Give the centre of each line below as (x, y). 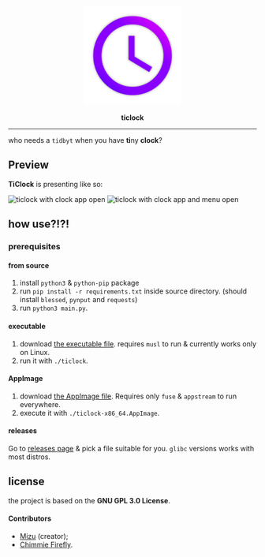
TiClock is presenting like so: (56, 184)
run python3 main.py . (54, 308)
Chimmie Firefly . (46, 544)
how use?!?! (39, 224)
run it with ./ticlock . (54, 361)
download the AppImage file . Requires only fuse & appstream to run (128, 396)
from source (29, 265)
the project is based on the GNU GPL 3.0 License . (90, 500)
